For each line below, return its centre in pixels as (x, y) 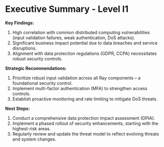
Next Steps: (18, 108)
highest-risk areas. (31, 128)
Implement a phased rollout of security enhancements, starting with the (85, 123)
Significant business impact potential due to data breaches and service (85, 43)
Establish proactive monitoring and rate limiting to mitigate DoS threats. (85, 99)
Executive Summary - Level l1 (67, 9)
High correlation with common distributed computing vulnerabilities (81, 32)
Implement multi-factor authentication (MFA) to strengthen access (80, 88)
